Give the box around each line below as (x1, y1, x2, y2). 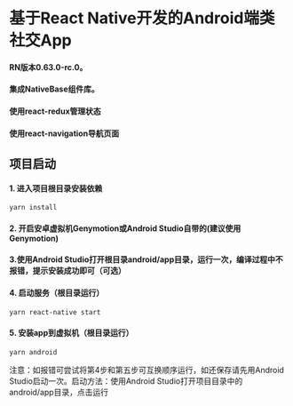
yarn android (9, 347, 58, 356)
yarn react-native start (9, 307, 101, 316)
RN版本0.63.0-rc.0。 (9, 61, 88, 72)
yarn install (9, 203, 58, 212)
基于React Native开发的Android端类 (9, 8, 275, 28)
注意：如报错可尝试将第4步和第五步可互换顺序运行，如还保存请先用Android (9, 364, 284, 375)
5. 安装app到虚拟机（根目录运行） (9, 328, 134, 338)
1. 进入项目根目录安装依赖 (9, 183, 103, 194)
